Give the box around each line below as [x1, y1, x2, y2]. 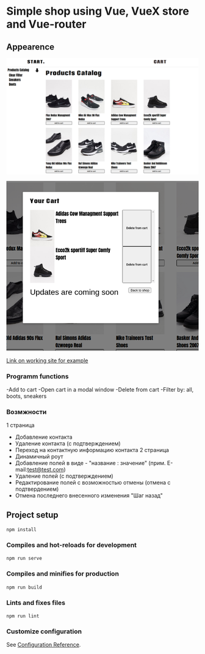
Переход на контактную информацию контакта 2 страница [15, 447, 170, 454]
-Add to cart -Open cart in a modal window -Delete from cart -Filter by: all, [6, 386, 194, 393]
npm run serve [6, 556, 43, 562]
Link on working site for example [6, 357, 88, 364]
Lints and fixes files [6, 598, 66, 607]
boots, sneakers [6, 393, 47, 400]
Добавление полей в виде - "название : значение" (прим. [15, 459, 166, 467]
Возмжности [6, 408, 47, 416]
